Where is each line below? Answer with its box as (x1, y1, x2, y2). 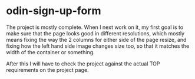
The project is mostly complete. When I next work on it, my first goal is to (6, 24, 184, 31)
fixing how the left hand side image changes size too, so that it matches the (6, 42, 190, 50)
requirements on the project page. (6, 66, 90, 73)
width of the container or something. (6, 48, 95, 55)
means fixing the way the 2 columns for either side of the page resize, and (6, 36, 187, 43)
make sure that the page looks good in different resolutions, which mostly (6, 29, 184, 37)
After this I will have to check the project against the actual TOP (6, 60, 160, 67)
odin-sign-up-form (6, 4, 101, 18)
